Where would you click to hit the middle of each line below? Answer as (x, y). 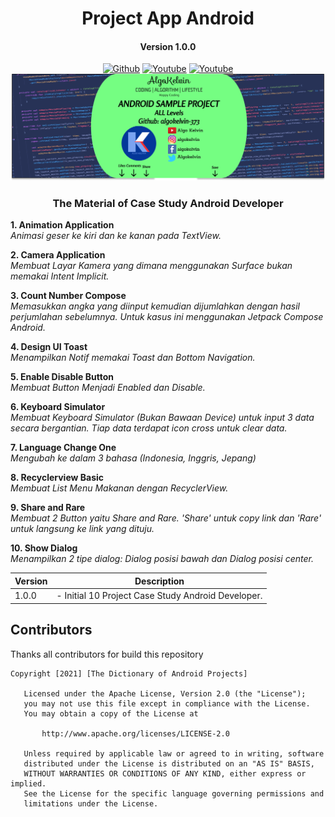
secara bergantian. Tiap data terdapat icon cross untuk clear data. (149, 428)
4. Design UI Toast (49, 347)
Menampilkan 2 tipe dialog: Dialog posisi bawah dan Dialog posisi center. (162, 559)
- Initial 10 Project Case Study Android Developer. (159, 596)
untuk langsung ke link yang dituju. (82, 529)
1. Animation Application (62, 225)
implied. (28, 783)
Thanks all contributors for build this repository (107, 654)
